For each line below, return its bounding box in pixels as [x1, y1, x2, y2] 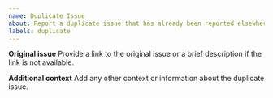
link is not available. [8, 58, 75, 67]
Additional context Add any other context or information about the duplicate [8, 74, 265, 83]
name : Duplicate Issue [8, 11, 85, 20]
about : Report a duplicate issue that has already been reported [8, 19, 234, 28]
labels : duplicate [8, 27, 71, 35]
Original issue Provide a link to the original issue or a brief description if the [8, 49, 262, 59]
